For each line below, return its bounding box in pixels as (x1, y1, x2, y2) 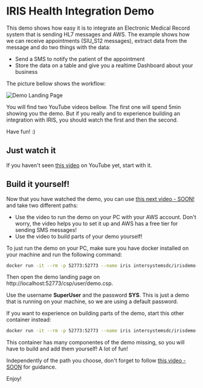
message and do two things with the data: (6, 44, 111, 51)
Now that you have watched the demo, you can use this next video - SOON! (6, 195, 195, 202)
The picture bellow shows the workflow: (6, 80, 106, 87)
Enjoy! (6, 375, 22, 383)
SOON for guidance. (6, 363, 57, 370)
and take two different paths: (6, 202, 79, 209)
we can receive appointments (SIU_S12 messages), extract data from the (6, 37, 187, 44)
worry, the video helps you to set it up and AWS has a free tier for (14, 220, 178, 227)
